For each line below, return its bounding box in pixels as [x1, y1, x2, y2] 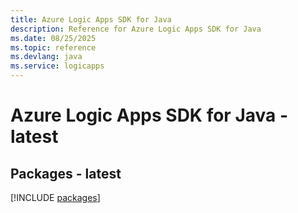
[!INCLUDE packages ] [10, 192, 101, 203]
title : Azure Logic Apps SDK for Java [10, 14, 172, 25]
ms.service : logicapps [10, 61, 105, 71]
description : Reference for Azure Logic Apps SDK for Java [10, 24, 262, 34]
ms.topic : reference [10, 42, 97, 53]
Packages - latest [10, 165, 122, 182]
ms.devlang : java [10, 52, 83, 62]
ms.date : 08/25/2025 [10, 33, 97, 43]
